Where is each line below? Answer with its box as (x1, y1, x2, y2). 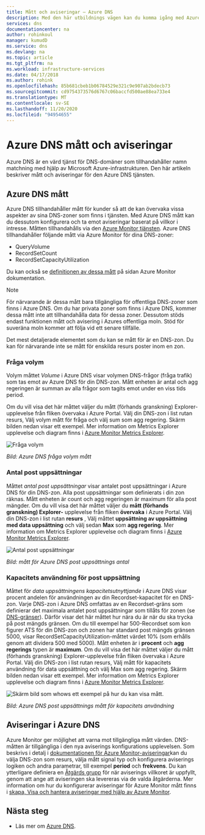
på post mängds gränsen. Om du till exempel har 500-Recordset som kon (6, 620, 191, 627)
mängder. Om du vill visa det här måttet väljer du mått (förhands (6, 502, 169, 509)
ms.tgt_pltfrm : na (6, 60, 53, 66)
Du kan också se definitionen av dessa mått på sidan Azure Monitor (6, 268, 176, 276)
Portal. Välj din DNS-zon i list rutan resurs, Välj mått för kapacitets (6, 659, 171, 667)
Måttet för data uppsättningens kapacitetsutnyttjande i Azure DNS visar (6, 588, 187, 595)
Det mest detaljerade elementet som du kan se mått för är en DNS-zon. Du (6, 336, 194, 344)
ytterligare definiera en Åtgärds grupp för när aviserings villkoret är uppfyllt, (6, 768, 197, 776)
